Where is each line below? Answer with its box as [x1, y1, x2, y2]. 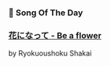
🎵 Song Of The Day [8, 7, 84, 18]
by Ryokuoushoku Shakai [8, 49, 92, 58]
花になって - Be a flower [8, 29, 102, 41]
